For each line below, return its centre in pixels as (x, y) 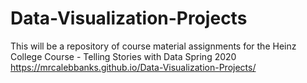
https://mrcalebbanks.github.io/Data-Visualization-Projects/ (133, 67)
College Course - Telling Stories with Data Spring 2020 (123, 56)
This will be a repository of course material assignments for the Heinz (153, 46)
